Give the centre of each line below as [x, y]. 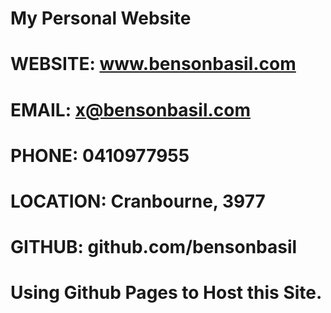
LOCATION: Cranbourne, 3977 [138, 201]
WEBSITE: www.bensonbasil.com [153, 64]
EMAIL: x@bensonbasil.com [131, 109]
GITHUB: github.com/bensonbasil [154, 247]
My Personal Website [101, 18]
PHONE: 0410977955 [100, 155]
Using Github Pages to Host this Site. [166, 293]
